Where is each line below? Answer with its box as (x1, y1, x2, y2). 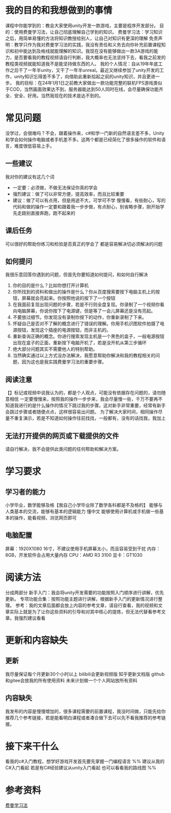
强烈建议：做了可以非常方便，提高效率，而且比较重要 (12, 191, 125, 197)
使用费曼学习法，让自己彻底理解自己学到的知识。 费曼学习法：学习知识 (14, 29, 163, 35)
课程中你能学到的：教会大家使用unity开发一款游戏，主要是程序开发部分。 (5, 22, 159, 29)
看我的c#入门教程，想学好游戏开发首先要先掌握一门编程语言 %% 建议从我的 (5, 758, 165, 765)
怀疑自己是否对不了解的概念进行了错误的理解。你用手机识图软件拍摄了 (12, 320, 160, 327)
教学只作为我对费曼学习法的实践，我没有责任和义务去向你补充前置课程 (14, 41, 161, 47)
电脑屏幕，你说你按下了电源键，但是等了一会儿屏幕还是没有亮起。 (17, 308, 156, 314)
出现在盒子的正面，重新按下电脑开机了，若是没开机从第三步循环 (12, 340, 147, 346)
